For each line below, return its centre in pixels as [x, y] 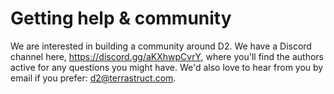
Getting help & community [121, 18]
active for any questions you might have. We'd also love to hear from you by [167, 67]
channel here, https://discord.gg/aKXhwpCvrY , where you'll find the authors [167, 56]
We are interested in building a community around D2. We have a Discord [161, 46]
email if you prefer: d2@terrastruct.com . [93, 78]
